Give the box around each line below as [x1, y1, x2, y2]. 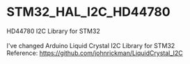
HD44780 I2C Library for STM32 [6, 27, 100, 35]
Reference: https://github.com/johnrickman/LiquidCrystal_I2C [6, 49, 184, 57]
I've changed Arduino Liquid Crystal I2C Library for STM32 [6, 41, 175, 50]
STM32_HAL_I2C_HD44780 [6, 4, 171, 20]
